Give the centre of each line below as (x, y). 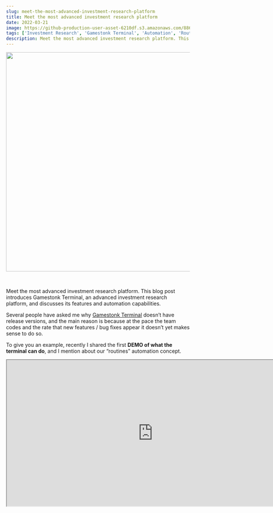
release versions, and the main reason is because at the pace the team (91, 321)
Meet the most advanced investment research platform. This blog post (91, 291)
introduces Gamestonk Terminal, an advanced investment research (87, 297)
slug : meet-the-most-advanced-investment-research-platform (81, 11)
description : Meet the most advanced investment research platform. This (98, 39)
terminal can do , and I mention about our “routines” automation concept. (94, 351)
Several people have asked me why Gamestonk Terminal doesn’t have (90, 315)
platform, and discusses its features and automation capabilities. (84, 304)
